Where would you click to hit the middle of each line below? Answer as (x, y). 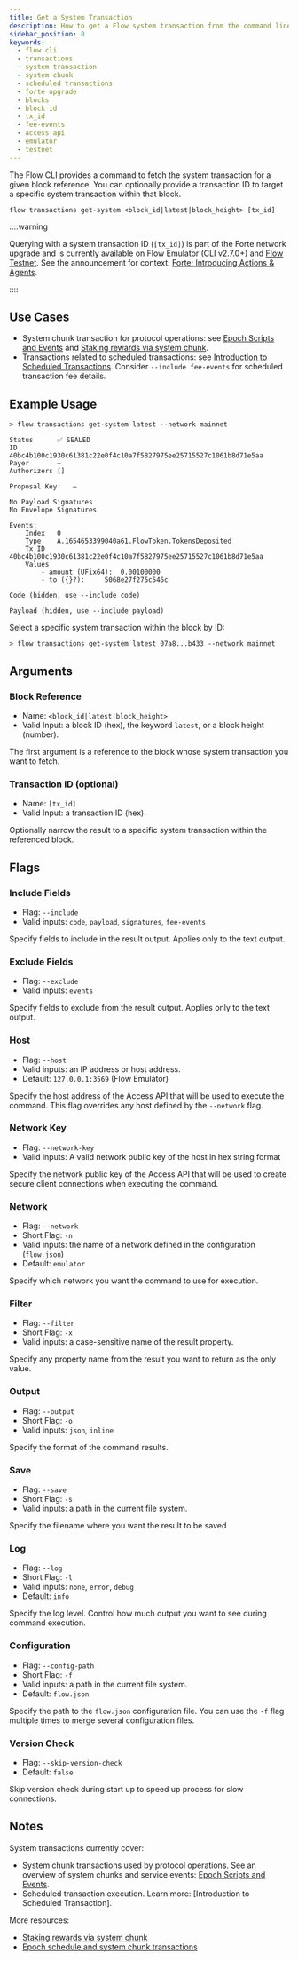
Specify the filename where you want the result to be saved (118, 1525)
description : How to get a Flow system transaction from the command (141, 26)
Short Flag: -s (47, 1499)
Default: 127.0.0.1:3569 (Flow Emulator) (95, 1078)
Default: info (45, 1596)
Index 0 (43, 534)
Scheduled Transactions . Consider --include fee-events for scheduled (152, 367)
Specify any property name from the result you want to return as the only (143, 1359)
